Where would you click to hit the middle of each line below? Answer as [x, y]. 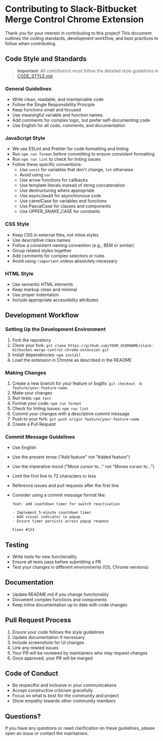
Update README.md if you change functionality [60, 594]
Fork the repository [32, 340]
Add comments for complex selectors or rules [58, 256]
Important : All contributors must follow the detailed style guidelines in [88, 71]
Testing [17, 545]
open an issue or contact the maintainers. [47, 733]
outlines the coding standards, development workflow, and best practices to [82, 38]
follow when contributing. [31, 43]
